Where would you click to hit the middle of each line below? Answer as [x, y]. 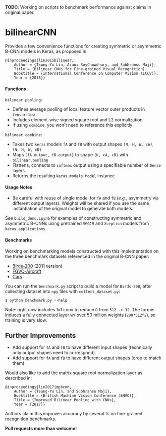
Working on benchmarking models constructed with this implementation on [82, 251]
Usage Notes [19, 187]
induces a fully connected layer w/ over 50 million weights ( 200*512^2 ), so [80, 315]
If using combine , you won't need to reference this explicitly [72, 125]
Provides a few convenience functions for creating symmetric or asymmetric [83, 46]
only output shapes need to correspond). [54, 353]
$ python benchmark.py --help [36, 300]
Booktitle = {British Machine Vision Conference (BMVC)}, [75, 396]
